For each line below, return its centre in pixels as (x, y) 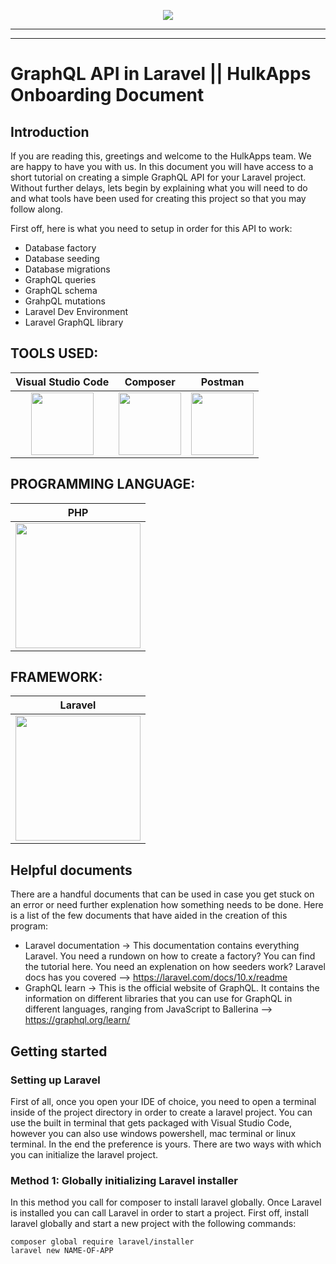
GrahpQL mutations (65, 301)
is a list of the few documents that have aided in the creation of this (149, 916)
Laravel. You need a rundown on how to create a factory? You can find (170, 956)
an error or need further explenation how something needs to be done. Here (167, 905)
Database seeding (62, 258)
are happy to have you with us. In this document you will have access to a (162, 166)
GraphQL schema (61, 290)
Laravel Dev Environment (76, 311)
